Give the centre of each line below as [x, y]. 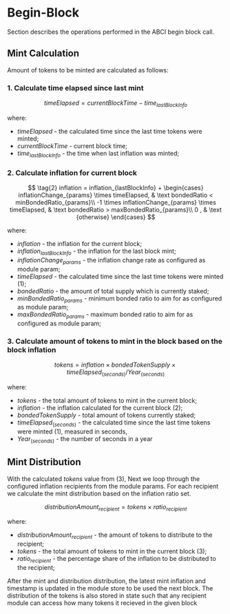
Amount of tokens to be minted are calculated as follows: [88, 70]
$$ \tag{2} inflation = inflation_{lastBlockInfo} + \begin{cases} [116, 187]
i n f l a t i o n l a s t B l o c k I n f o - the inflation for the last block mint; [97, 252]
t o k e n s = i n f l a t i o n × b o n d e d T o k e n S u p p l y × [115, 365]
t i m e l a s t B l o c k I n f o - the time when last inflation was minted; [98, 154]
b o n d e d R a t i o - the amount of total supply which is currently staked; [113, 291]
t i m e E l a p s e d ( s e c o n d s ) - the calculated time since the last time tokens [114, 423]
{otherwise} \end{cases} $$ [116, 217]
